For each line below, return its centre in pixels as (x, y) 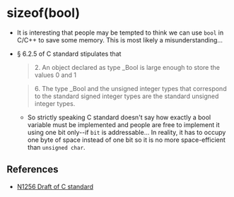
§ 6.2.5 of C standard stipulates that (69, 54)
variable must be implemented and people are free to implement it (123, 124)
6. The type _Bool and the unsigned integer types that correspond (130, 88)
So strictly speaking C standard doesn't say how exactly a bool (119, 117)
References (33, 170)
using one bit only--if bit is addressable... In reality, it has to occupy (127, 132)
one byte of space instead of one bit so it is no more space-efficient (126, 140)
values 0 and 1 (55, 75)
